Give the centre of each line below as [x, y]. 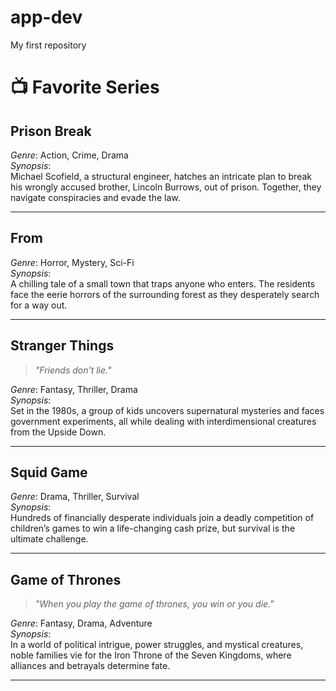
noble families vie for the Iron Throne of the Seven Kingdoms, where [151, 655]
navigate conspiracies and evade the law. [95, 197]
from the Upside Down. [58, 432]
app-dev [46, 17]
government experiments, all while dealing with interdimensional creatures [163, 421]
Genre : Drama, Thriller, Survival [75, 497]
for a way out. [39, 305]
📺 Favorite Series [85, 87]
